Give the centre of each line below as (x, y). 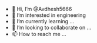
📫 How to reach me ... (39, 34)
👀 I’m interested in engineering (49, 15)
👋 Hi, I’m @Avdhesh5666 (42, 9)
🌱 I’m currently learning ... (43, 21)
